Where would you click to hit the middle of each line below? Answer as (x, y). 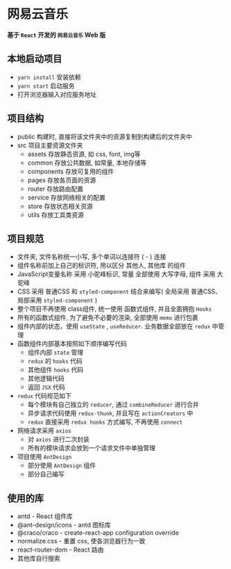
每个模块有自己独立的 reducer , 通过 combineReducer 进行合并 (113, 405)
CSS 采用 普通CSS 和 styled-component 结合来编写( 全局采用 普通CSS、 (119, 291)
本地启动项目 (35, 59)
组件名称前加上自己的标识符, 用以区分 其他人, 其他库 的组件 (101, 266)
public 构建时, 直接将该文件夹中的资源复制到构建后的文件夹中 (104, 136)
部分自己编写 (46, 474)
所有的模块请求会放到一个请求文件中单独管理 (92, 448)
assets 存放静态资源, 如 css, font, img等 (84, 154)
